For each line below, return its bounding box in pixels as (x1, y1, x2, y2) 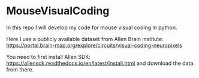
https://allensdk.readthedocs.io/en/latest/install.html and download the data (6, 60, 194, 67)
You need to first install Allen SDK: (6, 53, 91, 60)
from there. (6, 65, 34, 73)
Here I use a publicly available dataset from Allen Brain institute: (6, 35, 164, 42)
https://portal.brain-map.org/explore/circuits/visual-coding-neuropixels (6, 42, 183, 49)
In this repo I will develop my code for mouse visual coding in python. (6, 24, 177, 31)
